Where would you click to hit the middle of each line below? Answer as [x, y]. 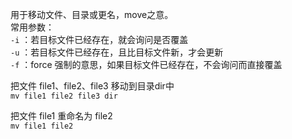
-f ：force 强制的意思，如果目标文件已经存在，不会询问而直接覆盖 [146, 64]
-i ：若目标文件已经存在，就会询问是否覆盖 [99, 39]
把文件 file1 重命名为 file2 [61, 116]
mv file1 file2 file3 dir [64, 96]
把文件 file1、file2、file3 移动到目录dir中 [92, 86]
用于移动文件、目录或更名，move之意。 [92, 14]
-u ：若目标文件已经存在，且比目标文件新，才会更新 [117, 52]
